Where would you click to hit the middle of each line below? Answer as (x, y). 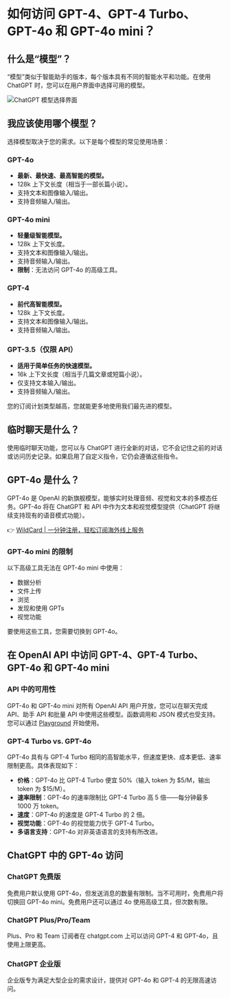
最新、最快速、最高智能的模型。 (62, 175)
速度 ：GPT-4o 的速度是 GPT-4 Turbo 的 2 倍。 (83, 814)
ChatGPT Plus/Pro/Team (49, 920)
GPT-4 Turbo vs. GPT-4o (49, 741)
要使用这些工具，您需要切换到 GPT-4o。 (64, 631)
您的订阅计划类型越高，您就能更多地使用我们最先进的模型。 (91, 406)
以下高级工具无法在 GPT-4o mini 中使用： (66, 568)
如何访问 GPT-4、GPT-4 (77, 14)
